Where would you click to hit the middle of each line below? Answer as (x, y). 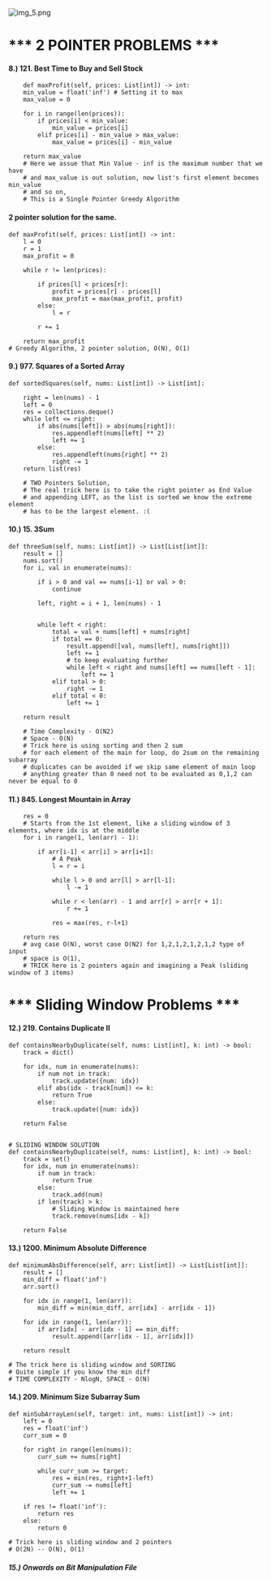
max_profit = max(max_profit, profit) (117, 298)
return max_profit (54, 341)
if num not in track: (74, 1074)
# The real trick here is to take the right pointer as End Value (138, 490)
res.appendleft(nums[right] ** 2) (110, 454)
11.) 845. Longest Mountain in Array (70, 799)
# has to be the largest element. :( (87, 511)
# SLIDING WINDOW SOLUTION (54, 1145)
